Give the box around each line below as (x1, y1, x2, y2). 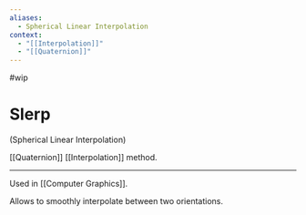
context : (9, 30, 43, 39)
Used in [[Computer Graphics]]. (9, 179, 128, 189)
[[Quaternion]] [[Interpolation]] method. (9, 152, 158, 163)
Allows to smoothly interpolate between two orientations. (9, 196, 223, 207)
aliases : (9, 13, 43, 23)
